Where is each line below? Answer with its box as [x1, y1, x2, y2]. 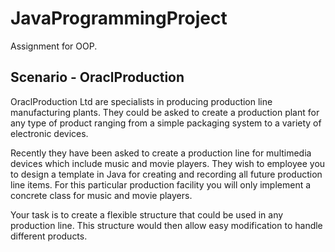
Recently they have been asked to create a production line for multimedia [10, 147, 312, 159]
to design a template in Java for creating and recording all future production [10, 168, 323, 180]
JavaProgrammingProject [10, 7, 228, 30]
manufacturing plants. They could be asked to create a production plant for [10, 106, 320, 118]
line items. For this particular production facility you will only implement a [10, 178, 312, 191]
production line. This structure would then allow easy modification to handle [10, 219, 323, 231]
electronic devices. [10, 127, 89, 139]
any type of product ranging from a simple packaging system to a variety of [10, 117, 322, 129]
